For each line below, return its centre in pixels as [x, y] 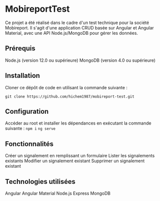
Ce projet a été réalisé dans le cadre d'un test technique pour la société [77, 23]
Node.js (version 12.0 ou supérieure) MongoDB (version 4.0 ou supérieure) [80, 60]
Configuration [27, 111]
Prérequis [20, 48]
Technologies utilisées [40, 182]
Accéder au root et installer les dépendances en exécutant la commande [78, 123]
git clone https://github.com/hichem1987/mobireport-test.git [70, 97]
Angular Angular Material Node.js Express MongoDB [58, 193]
